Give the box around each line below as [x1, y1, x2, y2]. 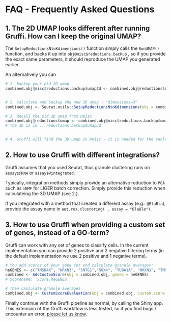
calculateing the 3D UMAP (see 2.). [5, 190, 79, 197]
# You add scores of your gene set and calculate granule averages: [5, 262, 154, 268]
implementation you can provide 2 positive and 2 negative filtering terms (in [5, 247, 164, 253]
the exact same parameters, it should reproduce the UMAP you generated [5, 56, 160, 62]
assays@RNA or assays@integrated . [5, 170, 75, 176]
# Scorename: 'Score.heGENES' [5, 277, 70, 282]
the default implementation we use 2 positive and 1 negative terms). [5, 253, 148, 259]
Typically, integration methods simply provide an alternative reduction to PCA [5, 179, 165, 185]
